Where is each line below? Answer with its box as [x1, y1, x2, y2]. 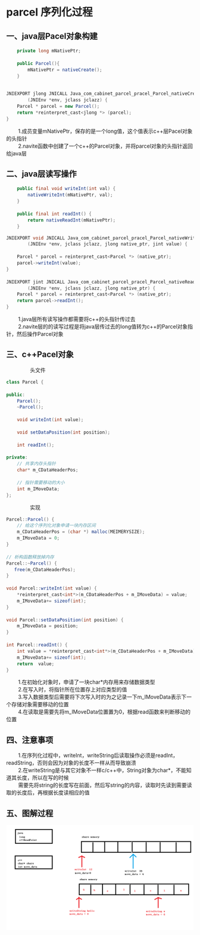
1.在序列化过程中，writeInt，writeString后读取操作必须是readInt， [17, 752, 179, 759]
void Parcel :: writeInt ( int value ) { [6, 585, 97, 591]
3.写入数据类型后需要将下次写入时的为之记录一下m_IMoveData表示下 [17, 693, 187, 700]
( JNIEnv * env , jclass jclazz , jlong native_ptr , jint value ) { [27, 241, 187, 247]
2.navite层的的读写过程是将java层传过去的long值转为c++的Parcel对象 [17, 323, 188, 331]
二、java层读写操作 [6, 169, 77, 179]
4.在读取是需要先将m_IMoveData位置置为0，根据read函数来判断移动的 [17, 708, 191, 715]
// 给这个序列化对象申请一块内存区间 [17, 522, 96, 529]
